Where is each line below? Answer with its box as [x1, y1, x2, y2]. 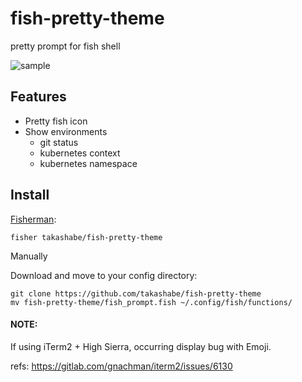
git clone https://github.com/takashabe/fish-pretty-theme [10, 288, 262, 299]
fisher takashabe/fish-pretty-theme [10, 232, 163, 242]
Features [10, 88, 67, 106]
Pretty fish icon [24, 115, 88, 127]
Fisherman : [10, 213, 57, 225]
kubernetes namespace [39, 157, 138, 169]
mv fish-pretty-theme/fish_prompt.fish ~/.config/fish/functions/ [10, 297, 293, 307]
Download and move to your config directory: [10, 269, 198, 281]
